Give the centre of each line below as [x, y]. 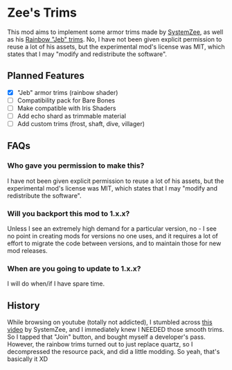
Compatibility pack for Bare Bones [66, 100]
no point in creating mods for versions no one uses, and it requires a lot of [113, 236]
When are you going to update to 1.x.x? [74, 268]
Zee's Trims [42, 13]
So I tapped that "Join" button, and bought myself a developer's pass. [106, 337]
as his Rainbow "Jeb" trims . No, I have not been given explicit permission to [115, 39]
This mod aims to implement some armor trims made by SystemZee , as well [115, 32]
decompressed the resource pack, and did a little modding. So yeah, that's [114, 352]
